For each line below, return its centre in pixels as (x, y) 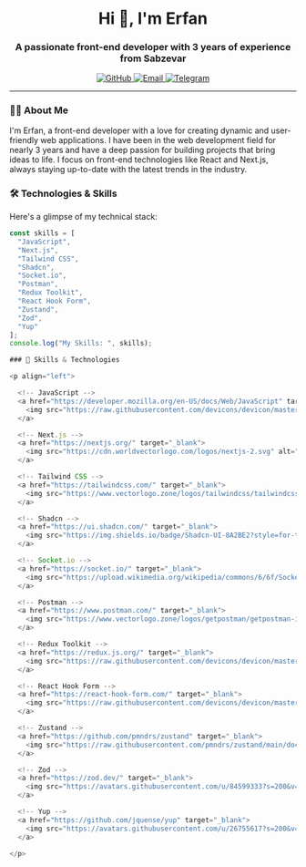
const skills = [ (42, 233)
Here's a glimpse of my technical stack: (83, 217)
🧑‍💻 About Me (39, 110)
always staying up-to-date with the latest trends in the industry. (128, 169)
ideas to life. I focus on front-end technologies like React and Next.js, (139, 160)
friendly (24, 139)
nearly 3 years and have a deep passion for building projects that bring (143, 150)
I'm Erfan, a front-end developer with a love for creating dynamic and (139, 130)
